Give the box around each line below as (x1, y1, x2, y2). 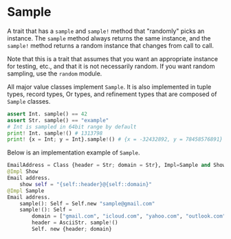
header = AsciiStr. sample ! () (32, 219, 118, 227)
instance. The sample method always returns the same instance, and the (7, 34, 211, 42)
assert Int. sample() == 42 (7, 111, 88, 117)
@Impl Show (7, 168, 38, 175)
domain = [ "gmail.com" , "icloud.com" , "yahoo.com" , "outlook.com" (32, 213, 226, 220)
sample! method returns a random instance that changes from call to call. (7, 41, 214, 49)
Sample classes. (7, 97, 51, 105)
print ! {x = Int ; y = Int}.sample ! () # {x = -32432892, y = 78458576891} (7, 136, 223, 143)
